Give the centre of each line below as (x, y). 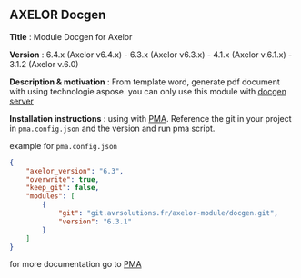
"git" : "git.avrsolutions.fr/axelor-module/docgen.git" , (168, 213)
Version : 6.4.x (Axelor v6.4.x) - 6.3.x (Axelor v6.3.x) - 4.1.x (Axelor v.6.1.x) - (151, 55)
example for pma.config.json (64, 145)
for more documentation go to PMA (76, 264)
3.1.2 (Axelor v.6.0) (44, 64)
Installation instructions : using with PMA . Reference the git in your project (151, 118)
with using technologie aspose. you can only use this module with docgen (148, 91)
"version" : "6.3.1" (95, 222)
